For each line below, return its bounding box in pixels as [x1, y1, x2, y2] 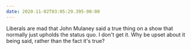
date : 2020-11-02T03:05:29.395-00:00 [6, 8, 100, 15]
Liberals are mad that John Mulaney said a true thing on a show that [6, 25, 173, 32]
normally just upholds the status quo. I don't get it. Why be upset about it [6, 31, 186, 38]
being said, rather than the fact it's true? [6, 37, 105, 44]
